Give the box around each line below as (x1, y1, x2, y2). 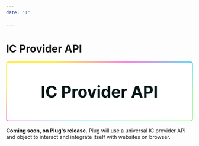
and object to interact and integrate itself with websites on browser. (6, 134, 171, 141)
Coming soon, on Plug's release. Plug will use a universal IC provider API (6, 127, 186, 134)
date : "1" (6, 9, 31, 15)
